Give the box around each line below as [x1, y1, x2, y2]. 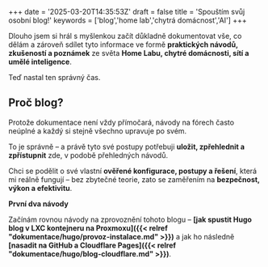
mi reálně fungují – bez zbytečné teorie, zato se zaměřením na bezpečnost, [8, 174, 260, 184]
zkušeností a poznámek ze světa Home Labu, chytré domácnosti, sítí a [8, 49, 249, 57]
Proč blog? [8, 96, 64, 110]
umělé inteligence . [8, 57, 73, 66]
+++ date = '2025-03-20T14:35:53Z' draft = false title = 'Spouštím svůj [8, 7, 245, 16]
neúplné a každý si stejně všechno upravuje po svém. [8, 125, 187, 136]
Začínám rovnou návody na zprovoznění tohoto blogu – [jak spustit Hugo [8, 214, 253, 224]
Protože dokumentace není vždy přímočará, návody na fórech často [8, 117, 235, 127]
